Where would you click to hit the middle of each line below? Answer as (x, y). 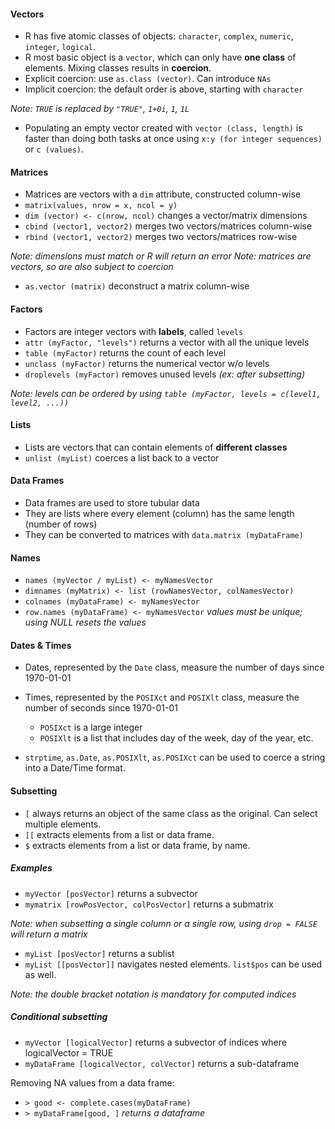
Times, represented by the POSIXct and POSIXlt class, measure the (162, 697)
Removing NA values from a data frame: (92, 1082)
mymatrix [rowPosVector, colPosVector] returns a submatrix (149, 904)
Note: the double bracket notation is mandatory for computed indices (153, 994)
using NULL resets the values (85, 622)
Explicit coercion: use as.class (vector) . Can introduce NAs (148, 79)
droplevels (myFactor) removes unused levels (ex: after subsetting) (165, 374)
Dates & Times (41, 645)
